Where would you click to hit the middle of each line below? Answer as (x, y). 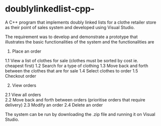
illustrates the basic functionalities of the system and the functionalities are (80, 42)
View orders (24, 85)
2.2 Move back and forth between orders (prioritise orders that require (75, 99)
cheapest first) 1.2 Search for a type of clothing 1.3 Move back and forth (77, 66)
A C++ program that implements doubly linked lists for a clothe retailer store (81, 22)
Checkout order (21, 76)
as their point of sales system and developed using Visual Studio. (70, 27)
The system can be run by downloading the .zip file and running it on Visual (80, 114)
